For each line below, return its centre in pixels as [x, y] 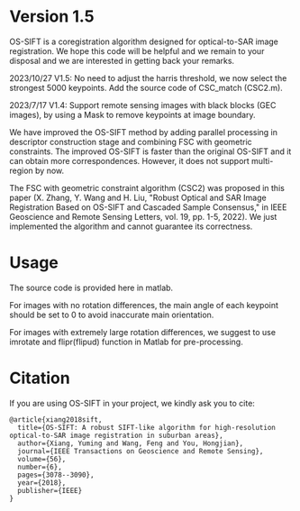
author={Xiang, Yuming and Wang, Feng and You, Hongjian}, [131, 443]
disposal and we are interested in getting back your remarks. [122, 60]
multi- [262, 160]
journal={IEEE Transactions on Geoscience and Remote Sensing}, [141, 451]
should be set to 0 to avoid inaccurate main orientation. [112, 315]
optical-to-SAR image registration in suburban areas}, [116, 435]
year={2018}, [42, 483]
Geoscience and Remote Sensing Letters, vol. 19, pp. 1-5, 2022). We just [143, 216]
